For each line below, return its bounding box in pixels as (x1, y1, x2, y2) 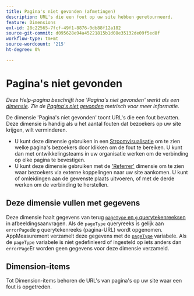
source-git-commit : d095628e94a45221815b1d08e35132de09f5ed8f (6, 30, 160, 36)
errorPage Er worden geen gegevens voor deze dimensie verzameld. (6, 245, 170, 252)
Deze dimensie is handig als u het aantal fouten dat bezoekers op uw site (6, 120, 182, 127)
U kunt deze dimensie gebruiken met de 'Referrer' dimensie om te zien (14, 162, 185, 170)
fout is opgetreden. (6, 283, 52, 290)
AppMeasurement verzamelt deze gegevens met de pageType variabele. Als (6, 232, 187, 239)
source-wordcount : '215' (6, 42, 66, 47)
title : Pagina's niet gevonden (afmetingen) (6, 8, 116, 15)
